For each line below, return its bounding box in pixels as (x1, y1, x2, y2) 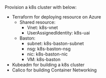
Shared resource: (19, 19, 56, 25)
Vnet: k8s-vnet (27, 24, 58, 30)
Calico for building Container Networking (12, 67, 97, 73)
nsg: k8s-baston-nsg (27, 46, 71, 51)
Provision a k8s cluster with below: (5, 4, 77, 10)
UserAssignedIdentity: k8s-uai (27, 30, 90, 35)
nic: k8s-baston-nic (27, 51, 68, 57)
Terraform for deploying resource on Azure (12, 14, 101, 19)
